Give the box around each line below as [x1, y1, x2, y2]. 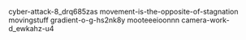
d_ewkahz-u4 [8, 24, 54, 33]
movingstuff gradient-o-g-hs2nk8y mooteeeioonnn [8, 15, 180, 25]
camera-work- [181, 15, 230, 25]
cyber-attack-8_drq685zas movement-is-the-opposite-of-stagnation [8, 7, 239, 16]
